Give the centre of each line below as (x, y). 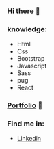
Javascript (32, 66)
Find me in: (26, 124)
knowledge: (27, 29)
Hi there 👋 (24, 11)
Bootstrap (31, 59)
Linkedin (29, 139)
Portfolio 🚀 (25, 105)
